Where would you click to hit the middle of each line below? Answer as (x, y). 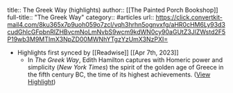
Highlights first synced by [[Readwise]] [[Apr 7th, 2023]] (98, 52)
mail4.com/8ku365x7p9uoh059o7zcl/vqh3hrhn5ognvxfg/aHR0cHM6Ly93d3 (116, 24)
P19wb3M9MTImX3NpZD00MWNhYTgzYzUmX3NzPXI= (88, 39)
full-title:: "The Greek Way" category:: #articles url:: (81, 17)
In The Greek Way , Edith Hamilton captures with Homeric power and (125, 60)
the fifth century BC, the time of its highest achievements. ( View (119, 74)
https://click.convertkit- (189, 17)
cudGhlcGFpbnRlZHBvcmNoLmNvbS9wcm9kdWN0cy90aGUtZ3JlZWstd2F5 (116, 32)
